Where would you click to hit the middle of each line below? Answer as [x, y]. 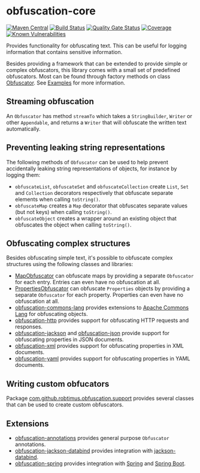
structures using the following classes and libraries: [70, 264]
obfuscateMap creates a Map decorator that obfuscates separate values [101, 206]
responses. [29, 327]
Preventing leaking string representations [86, 148]
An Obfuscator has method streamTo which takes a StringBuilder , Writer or [99, 116]
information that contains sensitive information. [64, 52]
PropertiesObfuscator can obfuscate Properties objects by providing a [102, 288]
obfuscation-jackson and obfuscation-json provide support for [92, 333]
